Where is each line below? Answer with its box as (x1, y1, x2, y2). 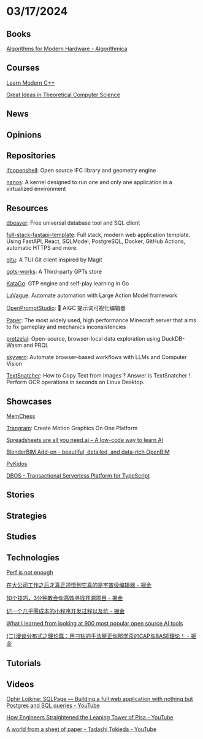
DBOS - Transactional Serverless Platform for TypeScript (6, 472, 150, 479)
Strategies (6, 511, 47, 521)
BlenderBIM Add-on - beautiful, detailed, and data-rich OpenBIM (6, 448, 170, 455)
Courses (6, 63, 40, 73)
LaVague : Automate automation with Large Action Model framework (6, 292, 178, 299)
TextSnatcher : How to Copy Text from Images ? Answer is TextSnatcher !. (6, 372, 192, 379)
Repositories (6, 150, 56, 161)
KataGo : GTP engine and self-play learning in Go (6, 280, 129, 287)
